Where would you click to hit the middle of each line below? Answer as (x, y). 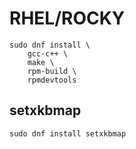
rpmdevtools (52, 80)
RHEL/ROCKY (67, 18)
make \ (41, 62)
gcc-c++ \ (48, 53)
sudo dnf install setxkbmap (68, 133)
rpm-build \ (52, 71)
